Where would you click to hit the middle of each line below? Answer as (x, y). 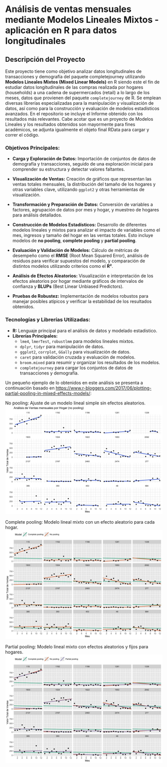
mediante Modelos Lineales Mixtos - (82, 20)
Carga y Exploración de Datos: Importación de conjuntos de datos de (84, 159)
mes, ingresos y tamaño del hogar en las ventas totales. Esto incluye (83, 235)
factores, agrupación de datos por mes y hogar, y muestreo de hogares (86, 210)
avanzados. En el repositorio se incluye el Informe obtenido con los (74, 114)
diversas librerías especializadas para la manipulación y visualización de (80, 103)
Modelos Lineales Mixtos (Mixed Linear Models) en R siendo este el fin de (83, 82)
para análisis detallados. (37, 215)
